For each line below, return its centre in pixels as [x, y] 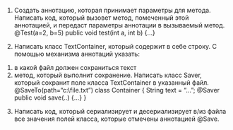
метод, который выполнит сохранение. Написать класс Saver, [108, 75]
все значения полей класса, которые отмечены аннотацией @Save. [116, 119]
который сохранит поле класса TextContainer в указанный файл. [112, 83]
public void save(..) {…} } [50, 97]
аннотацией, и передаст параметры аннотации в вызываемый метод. [119, 25]
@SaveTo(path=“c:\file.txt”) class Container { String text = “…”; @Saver [117, 90]
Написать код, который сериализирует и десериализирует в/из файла [120, 111]
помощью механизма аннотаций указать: [77, 54]
